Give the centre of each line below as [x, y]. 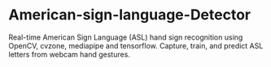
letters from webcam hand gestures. [69, 54]
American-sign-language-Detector [129, 15]
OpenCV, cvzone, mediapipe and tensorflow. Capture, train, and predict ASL [136, 45]
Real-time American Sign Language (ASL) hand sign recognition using [126, 37]
